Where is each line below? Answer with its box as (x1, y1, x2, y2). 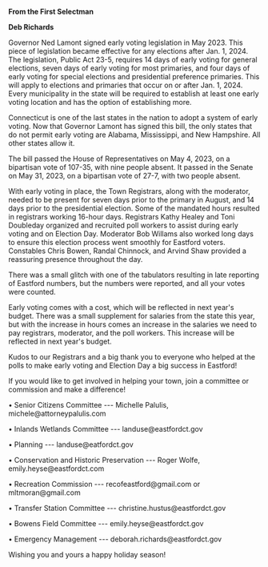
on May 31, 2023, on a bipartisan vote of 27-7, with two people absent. (8, 171, 241, 180)
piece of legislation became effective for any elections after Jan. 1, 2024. (8, 46, 249, 55)
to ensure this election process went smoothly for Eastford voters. (8, 238, 226, 247)
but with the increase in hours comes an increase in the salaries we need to (8, 320, 258, 329)
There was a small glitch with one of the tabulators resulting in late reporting (8, 270, 260, 279)
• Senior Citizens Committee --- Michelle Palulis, (8, 400, 170, 409)
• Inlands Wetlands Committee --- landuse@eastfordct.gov (8, 424, 203, 433)
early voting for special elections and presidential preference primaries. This (8, 72, 260, 81)
